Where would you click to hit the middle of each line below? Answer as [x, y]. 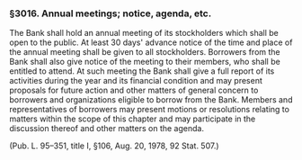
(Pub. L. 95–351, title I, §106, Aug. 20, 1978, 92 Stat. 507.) [114, 146]
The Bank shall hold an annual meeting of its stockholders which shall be [144, 33]
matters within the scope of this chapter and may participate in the [133, 119]
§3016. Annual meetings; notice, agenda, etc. [111, 13]
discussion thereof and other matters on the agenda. [107, 129]
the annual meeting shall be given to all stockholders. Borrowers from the [145, 52]
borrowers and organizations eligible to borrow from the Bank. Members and [151, 100]
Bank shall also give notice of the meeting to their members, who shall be [145, 62]
